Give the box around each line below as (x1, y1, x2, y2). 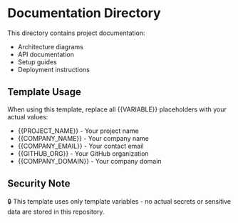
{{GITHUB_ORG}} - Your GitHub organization (17, 149, 149, 158)
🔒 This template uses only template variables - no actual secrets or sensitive (7, 197, 232, 205)
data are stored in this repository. (7, 207, 105, 216)
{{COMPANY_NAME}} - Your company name (17, 134, 150, 142)
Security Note (7, 177, 71, 190)
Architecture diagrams (17, 42, 83, 51)
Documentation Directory (7, 5, 162, 21)
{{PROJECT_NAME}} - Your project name (17, 127, 139, 135)
